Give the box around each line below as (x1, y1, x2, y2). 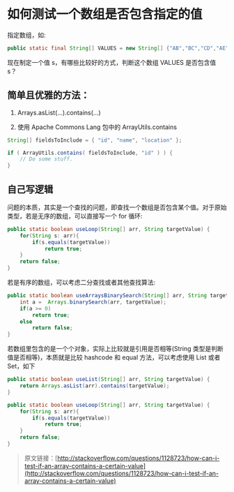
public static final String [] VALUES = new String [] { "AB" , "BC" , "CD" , (7, 45, 217, 52)
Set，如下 (7, 362, 36, 371)
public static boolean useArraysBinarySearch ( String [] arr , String (7, 292, 208, 299)
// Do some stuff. (19, 156, 73, 163)
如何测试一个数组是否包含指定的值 (7, 6, 203, 22)
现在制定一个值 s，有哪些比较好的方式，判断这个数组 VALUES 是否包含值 (7, 58, 217, 66)
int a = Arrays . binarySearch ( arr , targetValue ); (19, 298, 167, 306)
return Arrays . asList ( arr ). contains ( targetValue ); (19, 382, 170, 389)
